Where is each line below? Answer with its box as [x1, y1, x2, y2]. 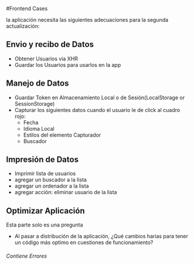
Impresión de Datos [6, 155, 79, 165]
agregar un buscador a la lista [14, 176, 87, 184]
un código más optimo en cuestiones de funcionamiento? [14, 239, 154, 246]
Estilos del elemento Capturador [23, 131, 101, 138]
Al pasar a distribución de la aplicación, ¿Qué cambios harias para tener [14, 233, 189, 240]
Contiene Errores [6, 252, 47, 259]
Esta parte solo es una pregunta [6, 221, 83, 228]
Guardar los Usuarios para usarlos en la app [14, 61, 121, 68]
